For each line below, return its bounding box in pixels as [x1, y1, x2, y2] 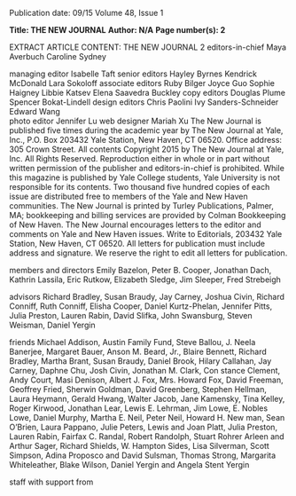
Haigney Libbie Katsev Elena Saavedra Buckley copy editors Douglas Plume [9, 88, 286, 98]
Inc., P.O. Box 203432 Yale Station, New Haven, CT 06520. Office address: [9, 135, 282, 145]
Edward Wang [9, 106, 60, 116]
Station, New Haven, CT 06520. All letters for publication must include [9, 239, 266, 248]
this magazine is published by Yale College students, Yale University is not [9, 172, 281, 183]
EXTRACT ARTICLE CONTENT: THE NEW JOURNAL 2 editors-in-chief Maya [9, 42, 286, 52]
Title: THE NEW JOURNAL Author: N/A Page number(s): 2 [9, 25, 226, 35]
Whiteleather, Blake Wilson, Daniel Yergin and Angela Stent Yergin [9, 460, 250, 469]
